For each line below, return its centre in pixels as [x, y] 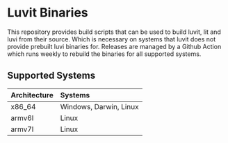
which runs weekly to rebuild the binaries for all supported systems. [104, 54]
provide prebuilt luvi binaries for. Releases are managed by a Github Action [114, 46]
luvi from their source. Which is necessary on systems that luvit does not [112, 39]
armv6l [22, 117]
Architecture [32, 95]
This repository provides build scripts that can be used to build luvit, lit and [114, 32]
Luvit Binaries [48, 13]
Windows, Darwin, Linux [99, 106]
